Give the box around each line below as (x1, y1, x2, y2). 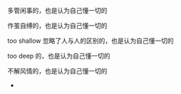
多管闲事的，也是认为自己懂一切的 (7, 6, 108, 14)
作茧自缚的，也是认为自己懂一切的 (7, 21, 108, 30)
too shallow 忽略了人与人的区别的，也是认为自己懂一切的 (7, 36, 175, 45)
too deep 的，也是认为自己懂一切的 (7, 52, 110, 60)
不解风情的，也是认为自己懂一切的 (7, 67, 108, 75)
